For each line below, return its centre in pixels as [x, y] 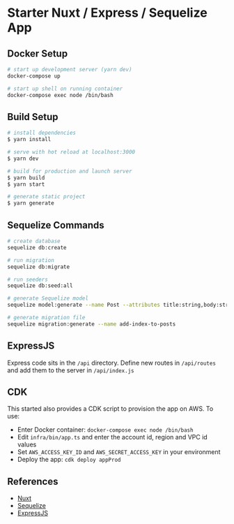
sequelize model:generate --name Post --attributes [84, 305]
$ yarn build [26, 177]
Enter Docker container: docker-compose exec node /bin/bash [105, 430]
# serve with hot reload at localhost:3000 [71, 152]
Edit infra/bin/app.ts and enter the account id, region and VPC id [112, 437]
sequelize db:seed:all [40, 286]
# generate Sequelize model [48, 298]
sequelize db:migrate [39, 267]
